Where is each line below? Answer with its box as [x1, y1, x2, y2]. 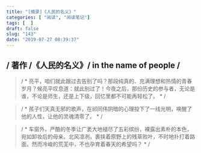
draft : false [6, 25, 39, 32]
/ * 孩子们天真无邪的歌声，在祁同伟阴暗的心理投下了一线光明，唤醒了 [20, 105, 193, 112]
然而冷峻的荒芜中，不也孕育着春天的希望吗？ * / [31, 140, 150, 148]
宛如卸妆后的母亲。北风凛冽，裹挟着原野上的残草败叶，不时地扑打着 [20, 133, 190, 140]
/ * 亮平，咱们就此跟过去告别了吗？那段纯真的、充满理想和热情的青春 [20, 77, 193, 85]
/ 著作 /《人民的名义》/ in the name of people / [6, 61, 181, 71]
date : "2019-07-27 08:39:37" [6, 37, 79, 43]
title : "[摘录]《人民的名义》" [6, 8, 76, 15]
